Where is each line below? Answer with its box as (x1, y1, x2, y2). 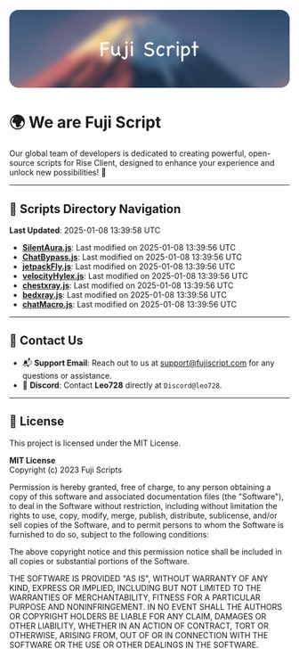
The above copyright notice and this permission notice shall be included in (9, 546, 282, 557)
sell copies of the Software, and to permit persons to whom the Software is (9, 519, 285, 530)
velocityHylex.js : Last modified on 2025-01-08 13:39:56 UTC (21, 271, 249, 282)
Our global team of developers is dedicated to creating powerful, (9, 148, 246, 159)
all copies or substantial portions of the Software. (9, 555, 190, 566)
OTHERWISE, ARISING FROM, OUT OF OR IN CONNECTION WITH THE (9, 629, 269, 640)
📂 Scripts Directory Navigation (9, 201, 182, 217)
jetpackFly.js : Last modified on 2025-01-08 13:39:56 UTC (21, 261, 236, 272)
